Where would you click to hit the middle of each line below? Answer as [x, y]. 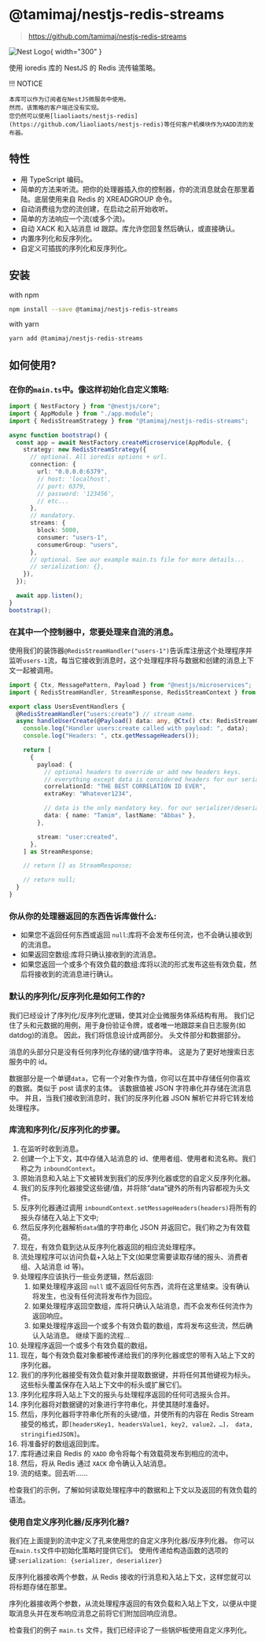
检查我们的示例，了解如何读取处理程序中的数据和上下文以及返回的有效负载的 [133, 1489]
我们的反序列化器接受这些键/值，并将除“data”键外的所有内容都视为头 [131, 1188]
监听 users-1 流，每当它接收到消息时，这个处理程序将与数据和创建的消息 [125, 660]
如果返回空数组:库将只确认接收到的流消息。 [90, 954]
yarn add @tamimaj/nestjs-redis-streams [76, 339]
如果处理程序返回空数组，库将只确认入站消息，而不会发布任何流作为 [142, 1306]
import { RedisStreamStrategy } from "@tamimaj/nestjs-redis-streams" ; [129, 421]
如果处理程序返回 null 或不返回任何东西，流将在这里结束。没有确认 [141, 1286]
